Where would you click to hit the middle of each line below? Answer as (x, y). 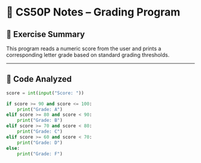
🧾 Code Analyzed (39, 79)
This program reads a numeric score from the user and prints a (84, 48)
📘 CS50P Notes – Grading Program (93, 12)
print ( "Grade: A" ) (40, 109)
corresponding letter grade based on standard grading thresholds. (88, 55)
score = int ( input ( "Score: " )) (45, 93)
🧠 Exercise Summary (45, 34)
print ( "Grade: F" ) (40, 154)
